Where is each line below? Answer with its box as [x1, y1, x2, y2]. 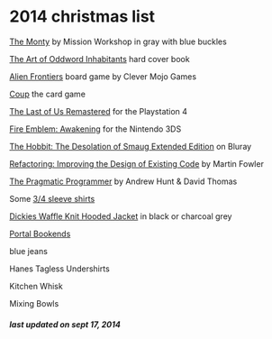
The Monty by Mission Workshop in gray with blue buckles [9, 36, 227, 47]
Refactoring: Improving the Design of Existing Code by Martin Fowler [9, 158, 264, 169]
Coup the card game [9, 88, 86, 99]
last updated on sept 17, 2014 [9, 318, 122, 330]
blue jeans [9, 245, 48, 256]
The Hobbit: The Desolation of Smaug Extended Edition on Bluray [9, 141, 252, 151]
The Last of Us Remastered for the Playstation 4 [9, 105, 187, 116]
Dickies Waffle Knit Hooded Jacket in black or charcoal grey [9, 210, 232, 222]
